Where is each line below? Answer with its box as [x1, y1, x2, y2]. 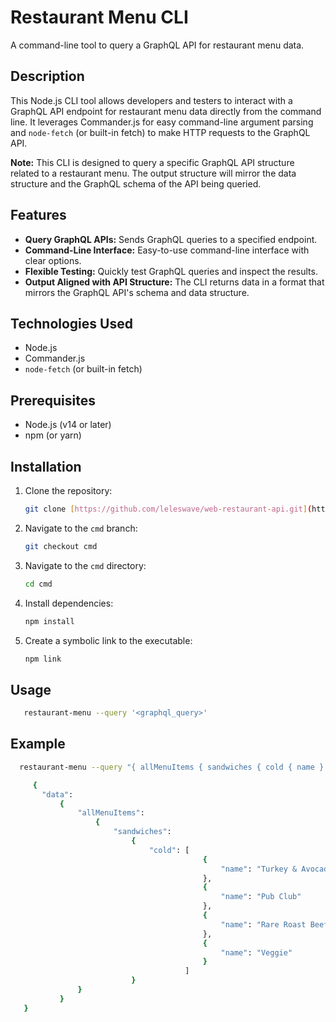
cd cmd [24, 579, 53, 589]
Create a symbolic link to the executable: [24, 634, 193, 646]
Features [10, 207, 67, 224]
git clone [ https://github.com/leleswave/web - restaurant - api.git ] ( [24, 504, 313, 514]
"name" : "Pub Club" [220, 892, 302, 902]
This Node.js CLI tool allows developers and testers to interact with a [10, 94, 293, 106]
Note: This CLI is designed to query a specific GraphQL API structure [10, 156, 295, 168]
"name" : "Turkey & [220, 864, 298, 874]
